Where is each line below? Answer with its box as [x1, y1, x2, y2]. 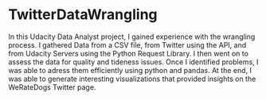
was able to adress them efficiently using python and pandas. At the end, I [8, 65, 252, 75]
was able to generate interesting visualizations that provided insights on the [8, 74, 256, 83]
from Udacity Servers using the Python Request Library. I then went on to [8, 48, 249, 58]
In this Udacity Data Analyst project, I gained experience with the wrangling [8, 32, 256, 41]
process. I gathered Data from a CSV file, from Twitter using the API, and [8, 40, 247, 49]
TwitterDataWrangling [8, 6, 158, 24]
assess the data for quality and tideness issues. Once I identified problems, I [8, 57, 259, 67]
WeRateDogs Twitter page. [8, 82, 96, 92]
